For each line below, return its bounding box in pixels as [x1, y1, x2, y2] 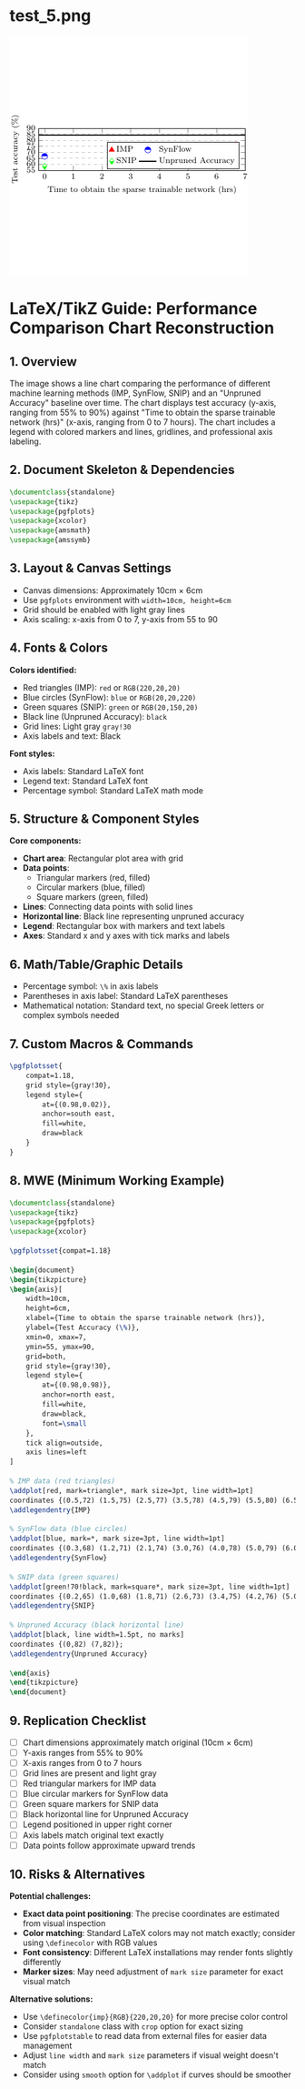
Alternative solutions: [9, 1993, 93, 2004]
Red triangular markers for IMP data [22, 1778, 157, 1789]
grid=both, [25, 1352, 67, 1361]
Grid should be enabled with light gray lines [22, 604, 186, 615]
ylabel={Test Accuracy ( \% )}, [25, 1323, 141, 1332]
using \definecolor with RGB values [22, 1937, 158, 1948]
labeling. [9, 436, 42, 447]
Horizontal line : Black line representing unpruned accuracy [22, 911, 245, 922]
